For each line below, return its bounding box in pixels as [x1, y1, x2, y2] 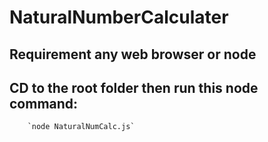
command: [9, 95, 79, 112]
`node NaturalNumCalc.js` [27, 122, 136, 132]
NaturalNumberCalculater [9, 6, 229, 29]
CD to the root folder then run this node [9, 79, 259, 96]
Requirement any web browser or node [9, 46, 257, 63]
